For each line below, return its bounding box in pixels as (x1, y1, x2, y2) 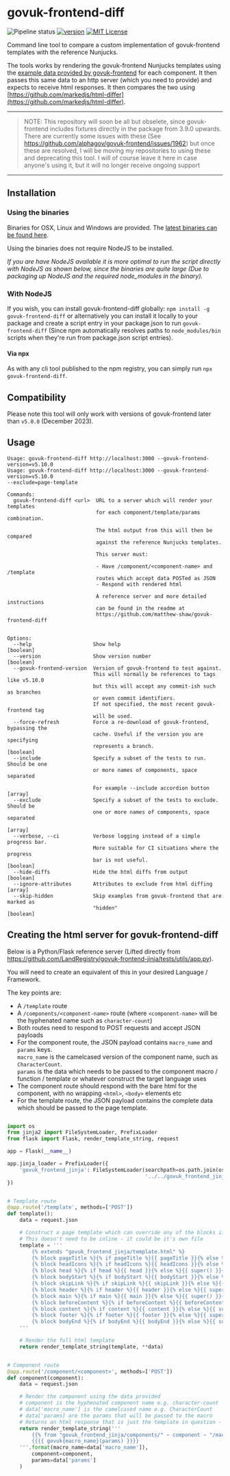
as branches (7, 688, 41, 696)
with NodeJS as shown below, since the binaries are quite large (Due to (7, 264, 209, 273)
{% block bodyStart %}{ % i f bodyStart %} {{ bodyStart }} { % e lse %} (31, 1274, 228, 1281)
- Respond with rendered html (95, 581, 183, 588)
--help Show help (13, 640, 121, 648)
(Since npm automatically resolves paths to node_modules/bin (49, 326, 221, 334)
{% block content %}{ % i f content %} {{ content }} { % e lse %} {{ (31, 1305, 216, 1312)
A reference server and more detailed (95, 592, 207, 600)
